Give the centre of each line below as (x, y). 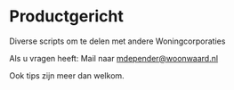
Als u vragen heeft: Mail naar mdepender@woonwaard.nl (114, 58)
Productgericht (67, 16)
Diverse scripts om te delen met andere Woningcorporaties (117, 41)
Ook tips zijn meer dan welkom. (67, 75)
